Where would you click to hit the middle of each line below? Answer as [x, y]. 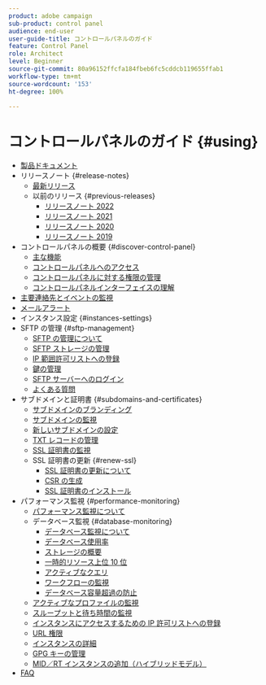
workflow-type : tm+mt [45, 76]
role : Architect [36, 54]
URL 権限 [48, 633]
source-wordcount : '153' [50, 84]
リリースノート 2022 [79, 206]
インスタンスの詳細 [65, 644]
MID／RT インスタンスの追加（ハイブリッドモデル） [120, 664]
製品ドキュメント [49, 166]
